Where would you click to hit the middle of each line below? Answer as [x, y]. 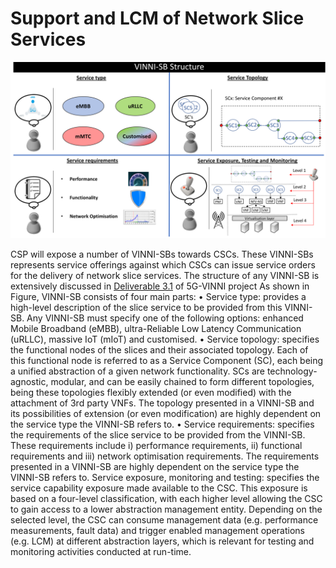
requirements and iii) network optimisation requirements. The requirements [165, 456]
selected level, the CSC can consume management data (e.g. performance [164, 520]
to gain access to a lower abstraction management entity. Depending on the [166, 509]
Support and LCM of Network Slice [157, 18]
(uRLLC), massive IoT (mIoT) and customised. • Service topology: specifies [165, 339]
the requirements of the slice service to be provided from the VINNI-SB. [158, 435]
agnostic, [29, 382]
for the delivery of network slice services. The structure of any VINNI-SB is [165, 276]
